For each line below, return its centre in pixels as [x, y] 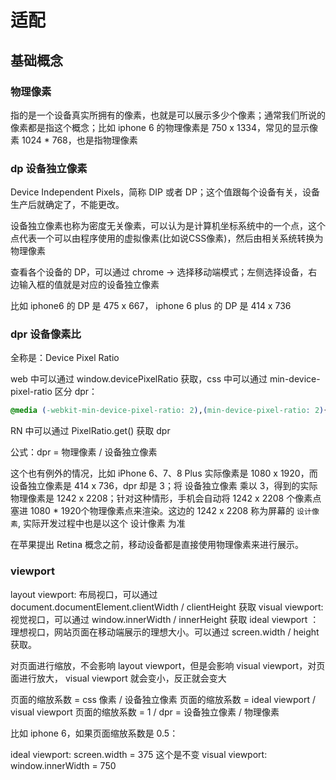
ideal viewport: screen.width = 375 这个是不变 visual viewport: [139, 754]
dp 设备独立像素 [49, 168]
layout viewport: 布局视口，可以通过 [84, 594]
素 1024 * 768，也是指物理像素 [74, 140]
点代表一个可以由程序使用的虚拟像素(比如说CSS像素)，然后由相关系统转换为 [167, 238]
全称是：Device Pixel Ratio [65, 358]
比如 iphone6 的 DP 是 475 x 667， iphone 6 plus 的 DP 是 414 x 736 [151, 306]
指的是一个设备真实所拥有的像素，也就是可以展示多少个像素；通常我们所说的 [168, 115]
